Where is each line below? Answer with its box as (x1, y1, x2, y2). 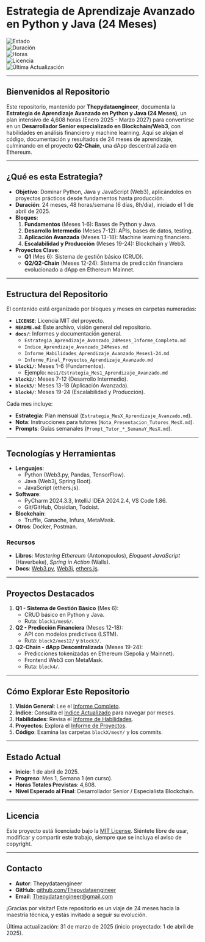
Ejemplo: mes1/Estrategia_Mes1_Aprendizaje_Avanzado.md (24, 369, 168, 376)
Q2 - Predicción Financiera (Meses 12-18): (15, 624, 123, 631)
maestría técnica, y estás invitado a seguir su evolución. (6, 911, 148, 918)
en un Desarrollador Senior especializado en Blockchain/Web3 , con (6, 122, 181, 129)
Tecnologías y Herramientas (6, 448, 116, 459)
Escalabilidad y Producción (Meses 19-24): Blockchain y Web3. (24, 240, 186, 247)
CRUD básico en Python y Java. (24, 611, 105, 619)
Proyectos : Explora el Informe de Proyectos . (15, 722, 127, 730)
